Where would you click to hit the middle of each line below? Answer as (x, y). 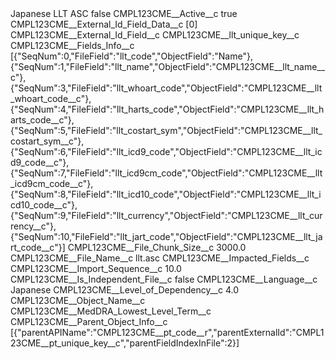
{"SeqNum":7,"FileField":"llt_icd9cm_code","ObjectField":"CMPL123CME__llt (166, 173)
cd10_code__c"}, (44, 205)
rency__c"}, (33, 226)
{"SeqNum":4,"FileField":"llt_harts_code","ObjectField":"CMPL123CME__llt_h (167, 109)
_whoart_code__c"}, (51, 98)
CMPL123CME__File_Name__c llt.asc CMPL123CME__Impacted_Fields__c (160, 258)
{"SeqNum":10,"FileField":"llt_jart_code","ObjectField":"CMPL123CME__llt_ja (166, 236)
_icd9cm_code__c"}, (52, 183)
